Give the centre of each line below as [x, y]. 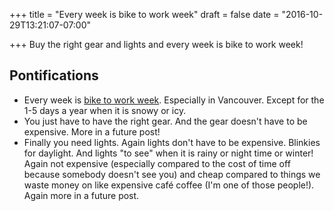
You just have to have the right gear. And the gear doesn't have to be [165, 121]
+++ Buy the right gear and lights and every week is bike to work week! [156, 44]
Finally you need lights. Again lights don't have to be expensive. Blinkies [172, 142]
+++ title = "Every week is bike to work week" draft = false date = [144, 14]
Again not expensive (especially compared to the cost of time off [157, 163]
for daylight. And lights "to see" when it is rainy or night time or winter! [168, 153]
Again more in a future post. [81, 195]
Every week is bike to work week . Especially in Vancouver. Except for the [174, 100]
